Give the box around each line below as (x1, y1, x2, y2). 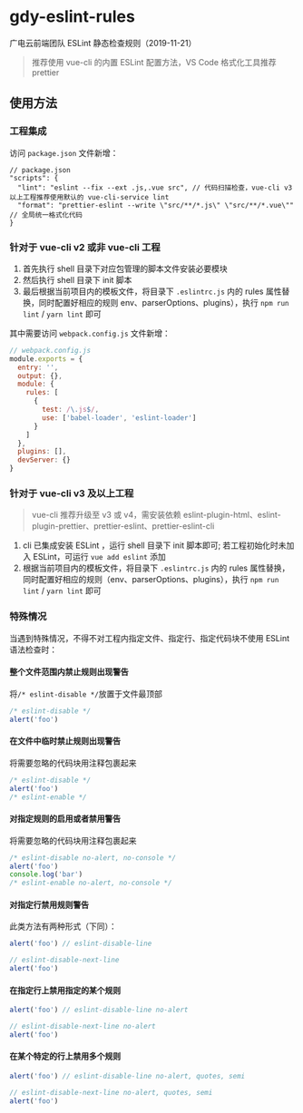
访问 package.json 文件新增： (9, 147, 119, 158)
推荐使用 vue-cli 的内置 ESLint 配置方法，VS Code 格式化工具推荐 (31, 56, 277, 67)
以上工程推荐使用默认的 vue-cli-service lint (9, 192, 170, 201)
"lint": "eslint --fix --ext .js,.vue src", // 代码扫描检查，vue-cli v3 (17, 183, 293, 192)
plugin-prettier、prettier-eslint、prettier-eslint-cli (31, 521, 215, 532)
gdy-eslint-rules (9, 6, 136, 27)
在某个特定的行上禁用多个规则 (9, 1050, 121, 1062)
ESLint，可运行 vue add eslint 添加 (33, 552, 166, 562)
